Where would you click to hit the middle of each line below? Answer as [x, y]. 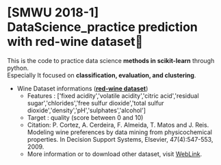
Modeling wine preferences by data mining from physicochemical [119, 132]
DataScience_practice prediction [103, 27]
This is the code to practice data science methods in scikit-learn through [111, 60]
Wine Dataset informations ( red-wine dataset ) [82, 88]
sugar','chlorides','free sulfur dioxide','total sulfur [95, 103]
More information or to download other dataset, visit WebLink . [115, 154]
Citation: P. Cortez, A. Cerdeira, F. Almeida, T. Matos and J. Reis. [118, 125]
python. [18, 68]
